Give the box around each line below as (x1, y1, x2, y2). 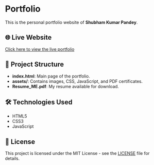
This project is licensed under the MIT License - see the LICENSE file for (5, 150, 150, 156)
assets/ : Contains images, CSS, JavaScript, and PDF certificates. (12, 78, 143, 84)
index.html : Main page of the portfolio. (12, 73, 90, 79)
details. (5, 156, 20, 162)
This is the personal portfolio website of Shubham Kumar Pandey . (5, 19, 138, 25)
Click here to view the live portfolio (5, 46, 75, 52)
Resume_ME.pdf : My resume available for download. (12, 83, 119, 89)
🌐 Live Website (5, 33, 52, 42)
